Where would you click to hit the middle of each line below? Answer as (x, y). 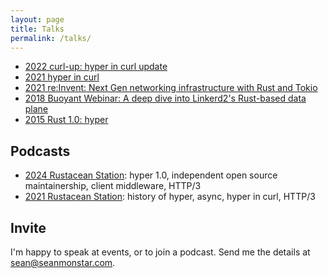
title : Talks (37, 29)
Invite (28, 227)
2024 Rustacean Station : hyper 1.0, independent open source (151, 175)
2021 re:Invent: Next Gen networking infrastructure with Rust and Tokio (171, 88)
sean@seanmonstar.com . (63, 262)
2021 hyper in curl (62, 77)
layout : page (37, 19)
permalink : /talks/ (51, 38)
